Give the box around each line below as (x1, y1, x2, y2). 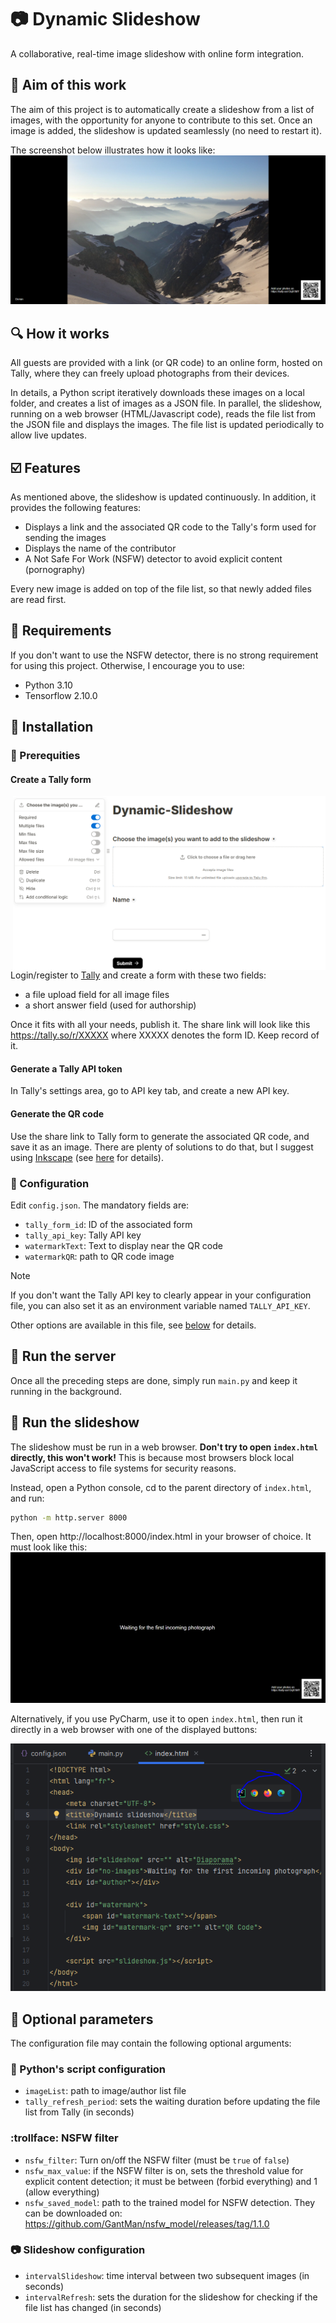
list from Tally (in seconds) (24, 2106, 135, 2118)
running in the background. (10, 1385, 122, 1397)
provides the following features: (10, 502, 142, 514)
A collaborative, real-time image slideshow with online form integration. (10, 47, 305, 60)
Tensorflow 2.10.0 (24, 689, 98, 701)
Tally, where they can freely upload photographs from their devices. (10, 367, 290, 380)
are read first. (10, 594, 67, 606)
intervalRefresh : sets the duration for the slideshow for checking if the (24, 2291, 318, 2303)
